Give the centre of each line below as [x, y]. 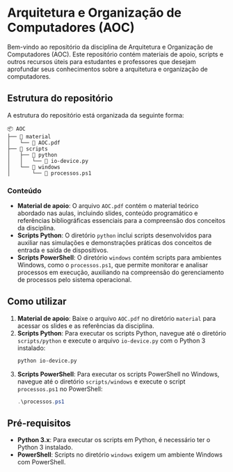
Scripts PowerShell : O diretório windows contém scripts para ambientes [119, 258]
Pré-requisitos [39, 423]
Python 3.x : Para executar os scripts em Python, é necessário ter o [114, 440]
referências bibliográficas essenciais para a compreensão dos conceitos [121, 221]
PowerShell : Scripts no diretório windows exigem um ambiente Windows [120, 455]
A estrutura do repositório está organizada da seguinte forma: [96, 115]
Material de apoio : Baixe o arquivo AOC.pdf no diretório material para [116, 318]
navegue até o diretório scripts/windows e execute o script [101, 381]
